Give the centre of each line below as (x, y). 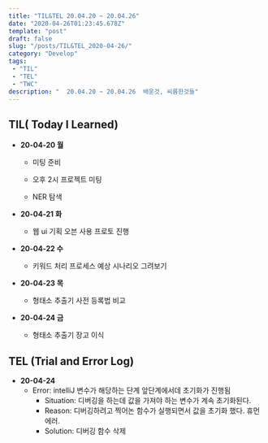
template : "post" (38, 31)
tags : (17, 62)
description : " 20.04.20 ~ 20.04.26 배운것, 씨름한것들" (104, 91)
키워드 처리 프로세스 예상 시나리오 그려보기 (100, 266)
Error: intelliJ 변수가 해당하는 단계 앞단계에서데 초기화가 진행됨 (132, 390)
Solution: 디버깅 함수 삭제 (85, 431)
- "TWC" (25, 84)
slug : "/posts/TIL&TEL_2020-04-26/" (70, 46)
